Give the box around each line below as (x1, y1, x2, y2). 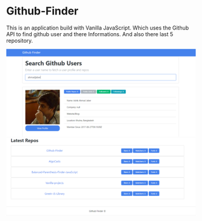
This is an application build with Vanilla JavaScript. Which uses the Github (6, 24, 189, 31)
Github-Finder (6, 4, 79, 18)
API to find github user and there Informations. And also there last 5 (6, 30, 173, 37)
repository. (6, 37, 33, 44)
